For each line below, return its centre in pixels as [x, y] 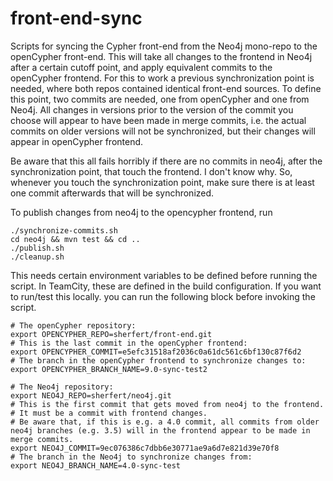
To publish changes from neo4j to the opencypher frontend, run [141, 212]
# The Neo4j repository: [62, 387]
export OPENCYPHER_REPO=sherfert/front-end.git [111, 334]
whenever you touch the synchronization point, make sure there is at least [162, 182]
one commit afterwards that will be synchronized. [112, 193]
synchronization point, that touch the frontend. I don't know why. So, [151, 171]
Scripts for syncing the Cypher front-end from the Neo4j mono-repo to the [164, 46]
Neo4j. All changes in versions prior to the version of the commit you [152, 109]
